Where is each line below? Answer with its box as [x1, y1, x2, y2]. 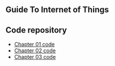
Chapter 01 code [14, 41, 55, 48]
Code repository [5, 25, 68, 35]
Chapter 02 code [14, 47, 56, 54]
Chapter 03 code [14, 54, 56, 61]
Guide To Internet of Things [5, 5, 109, 15]
